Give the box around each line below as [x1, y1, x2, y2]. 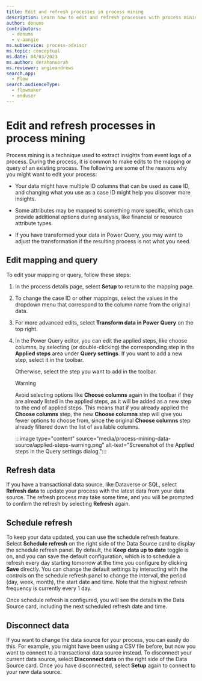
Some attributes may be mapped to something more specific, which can [14, 207, 194, 214]
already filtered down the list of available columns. [14, 423, 140, 431]
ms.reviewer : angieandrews [6, 64, 74, 71]
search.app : [6, 70, 36, 76]
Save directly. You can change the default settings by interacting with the [6, 565, 188, 573]
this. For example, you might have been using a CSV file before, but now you [6, 642, 196, 650]
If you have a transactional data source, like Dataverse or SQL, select [6, 481, 177, 488]
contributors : [6, 25, 42, 32]
